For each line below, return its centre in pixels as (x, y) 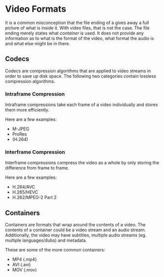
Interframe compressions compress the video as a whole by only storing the (82, 163)
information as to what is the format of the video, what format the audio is (80, 38)
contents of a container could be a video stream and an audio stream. (76, 230)
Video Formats (36, 9)
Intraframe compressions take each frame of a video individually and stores (82, 105)
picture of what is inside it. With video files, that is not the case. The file (77, 28)
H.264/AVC (24, 187)
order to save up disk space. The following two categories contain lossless (81, 76)
